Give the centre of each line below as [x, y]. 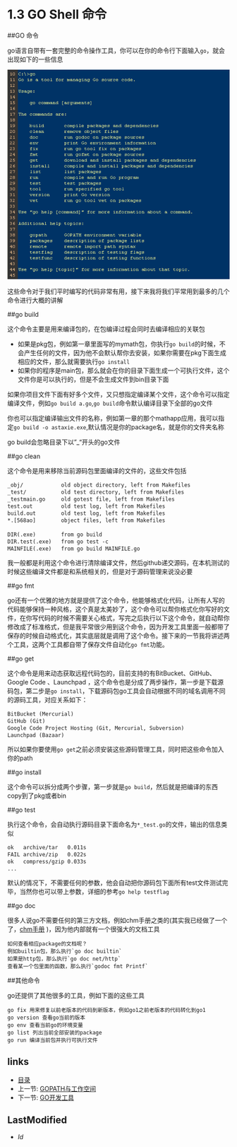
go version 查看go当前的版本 [47, 1018]
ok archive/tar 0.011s [47, 847]
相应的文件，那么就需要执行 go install [74, 361]
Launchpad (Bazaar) [36, 735]
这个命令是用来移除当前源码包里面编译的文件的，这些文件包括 [97, 470]
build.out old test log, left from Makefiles [86, 513]
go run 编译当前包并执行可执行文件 [53, 1040]
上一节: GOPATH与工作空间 [57, 1088]
